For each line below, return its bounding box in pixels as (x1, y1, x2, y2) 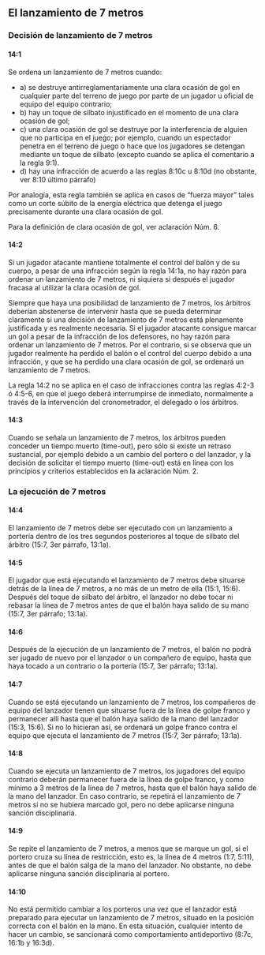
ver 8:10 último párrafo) (19, 174, 96, 184)
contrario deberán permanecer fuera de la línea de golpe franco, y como (8, 774, 244, 784)
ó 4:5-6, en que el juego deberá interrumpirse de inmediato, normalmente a (8, 388, 254, 398)
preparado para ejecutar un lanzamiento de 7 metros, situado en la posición (8, 913, 255, 923)
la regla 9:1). (19, 158, 60, 167)
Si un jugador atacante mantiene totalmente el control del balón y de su (8, 257, 241, 267)
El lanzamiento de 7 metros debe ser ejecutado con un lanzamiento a (8, 523, 233, 533)
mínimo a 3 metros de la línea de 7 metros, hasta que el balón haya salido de (8, 783, 257, 792)
